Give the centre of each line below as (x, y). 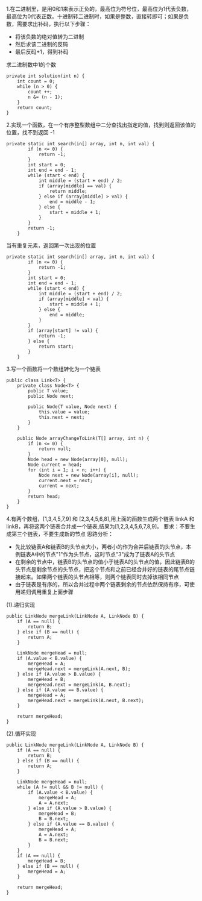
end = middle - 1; (72, 202)
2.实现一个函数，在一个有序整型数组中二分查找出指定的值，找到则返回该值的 (101, 125)
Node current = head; (55, 465)
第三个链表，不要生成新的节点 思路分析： (62, 534)
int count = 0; (36, 81)
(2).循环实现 (21, 733)
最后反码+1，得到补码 (42, 52)
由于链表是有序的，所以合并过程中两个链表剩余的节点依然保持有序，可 (102, 584)
